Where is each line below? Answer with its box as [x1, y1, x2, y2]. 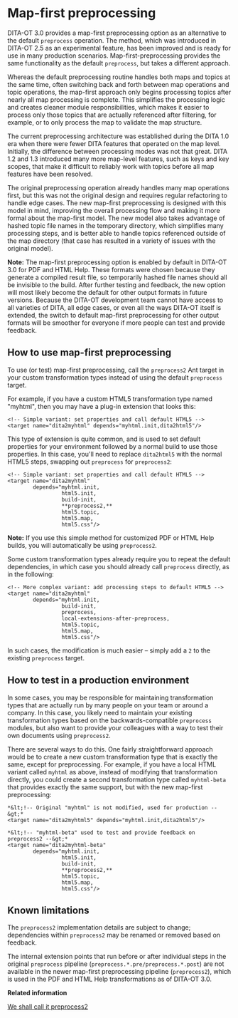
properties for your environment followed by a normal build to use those [7, 442, 218, 450]
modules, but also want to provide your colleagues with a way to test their [7, 723, 224, 732]
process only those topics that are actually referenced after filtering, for [7, 110, 217, 119]
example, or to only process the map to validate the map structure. [7, 118, 202, 126]
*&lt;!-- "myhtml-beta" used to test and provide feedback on [7, 829, 195, 836]
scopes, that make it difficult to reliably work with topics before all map [7, 162, 215, 170]
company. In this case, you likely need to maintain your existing [7, 708, 193, 717]
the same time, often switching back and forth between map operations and [7, 80, 229, 88]
